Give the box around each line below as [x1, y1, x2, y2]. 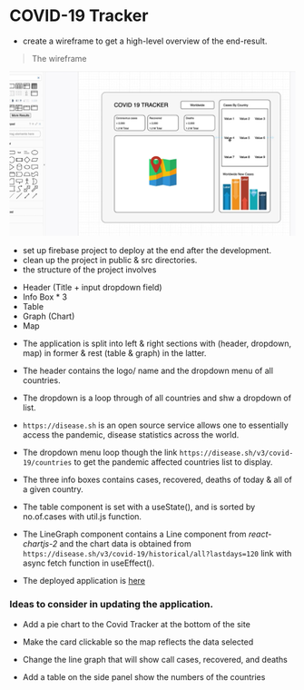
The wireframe [31, 53, 87, 64]
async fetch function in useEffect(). [22, 557, 155, 568]
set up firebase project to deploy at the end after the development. [22, 245, 272, 256]
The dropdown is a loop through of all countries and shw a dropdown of [22, 392, 292, 404]
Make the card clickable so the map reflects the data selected [22, 636, 254, 647]
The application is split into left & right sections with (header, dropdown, [22, 338, 292, 350]
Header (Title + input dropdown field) [22, 282, 162, 293]
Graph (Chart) [22, 310, 75, 322]
